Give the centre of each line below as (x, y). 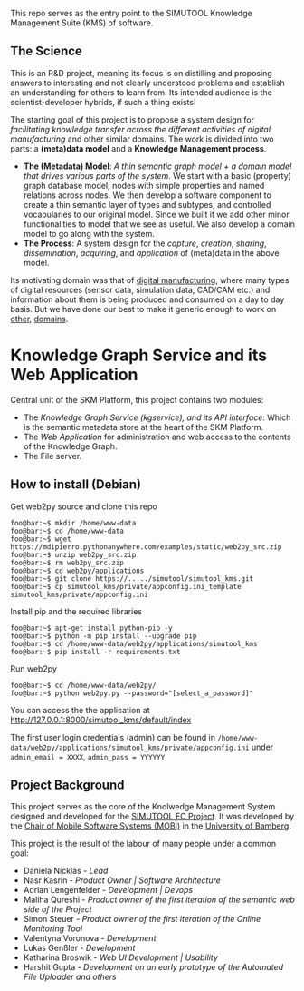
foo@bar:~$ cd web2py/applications (77, 571)
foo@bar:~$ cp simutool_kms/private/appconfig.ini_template (126, 586)
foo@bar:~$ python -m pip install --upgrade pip (104, 636)
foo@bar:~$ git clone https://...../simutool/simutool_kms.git (132, 579)
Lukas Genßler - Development (79, 948)
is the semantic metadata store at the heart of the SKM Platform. (143, 427)
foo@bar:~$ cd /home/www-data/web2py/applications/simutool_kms (134, 643)
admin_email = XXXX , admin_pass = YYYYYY (88, 756)
